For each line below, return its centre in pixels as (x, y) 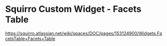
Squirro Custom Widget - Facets (73, 9)
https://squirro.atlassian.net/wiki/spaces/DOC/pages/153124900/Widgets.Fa (83, 33)
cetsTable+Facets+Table (30, 39)
